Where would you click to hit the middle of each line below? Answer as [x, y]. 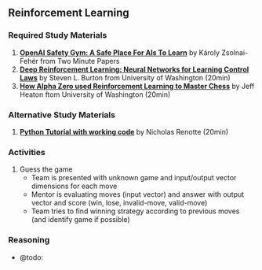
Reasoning [29, 240]
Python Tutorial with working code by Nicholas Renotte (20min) [124, 131]
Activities [27, 152]
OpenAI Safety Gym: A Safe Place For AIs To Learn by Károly [120, 52]
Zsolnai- [235, 52]
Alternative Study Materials [62, 115]
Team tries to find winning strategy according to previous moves [135, 211]
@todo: [31, 257]
